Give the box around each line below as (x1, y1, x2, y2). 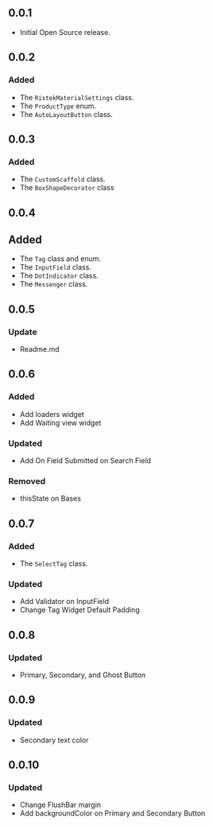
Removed (8, 475, 46, 486)
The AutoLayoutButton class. (19, 109, 113, 119)
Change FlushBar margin (19, 800, 102, 810)
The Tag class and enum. (19, 254, 102, 263)
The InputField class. (19, 263, 91, 272)
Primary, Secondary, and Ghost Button (19, 670, 146, 680)
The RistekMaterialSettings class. (19, 92, 134, 102)
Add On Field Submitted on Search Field (19, 456, 152, 466)
